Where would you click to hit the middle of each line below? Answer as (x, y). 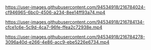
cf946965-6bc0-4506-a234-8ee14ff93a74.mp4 (55, 12)
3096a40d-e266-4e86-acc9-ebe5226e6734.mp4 (57, 42)
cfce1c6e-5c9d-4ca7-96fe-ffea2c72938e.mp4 (54, 27)
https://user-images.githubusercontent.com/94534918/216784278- (75, 37)
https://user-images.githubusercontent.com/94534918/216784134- (75, 22)
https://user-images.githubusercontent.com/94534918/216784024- (75, 7)
